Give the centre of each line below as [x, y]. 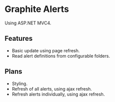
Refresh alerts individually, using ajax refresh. [58, 94]
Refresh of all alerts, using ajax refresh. [52, 89]
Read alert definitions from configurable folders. [61, 56]
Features [19, 39]
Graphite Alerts [37, 9]
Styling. [20, 84]
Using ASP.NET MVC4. [28, 23]
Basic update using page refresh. [46, 50]
